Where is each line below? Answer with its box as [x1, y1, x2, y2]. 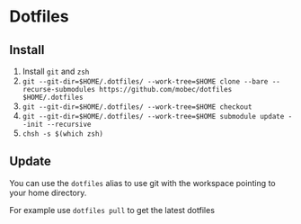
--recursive [46, 120, 92, 129]
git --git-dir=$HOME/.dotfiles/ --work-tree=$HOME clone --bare [22, 77, 269, 86]
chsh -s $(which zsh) [22, 130, 103, 139]
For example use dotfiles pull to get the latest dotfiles [9, 204, 216, 215]
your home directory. [9, 187, 87, 198]
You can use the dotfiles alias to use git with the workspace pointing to [9, 177, 276, 188]
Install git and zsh [22, 66, 90, 76]
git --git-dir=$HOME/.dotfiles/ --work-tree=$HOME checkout [22, 103, 252, 112]
